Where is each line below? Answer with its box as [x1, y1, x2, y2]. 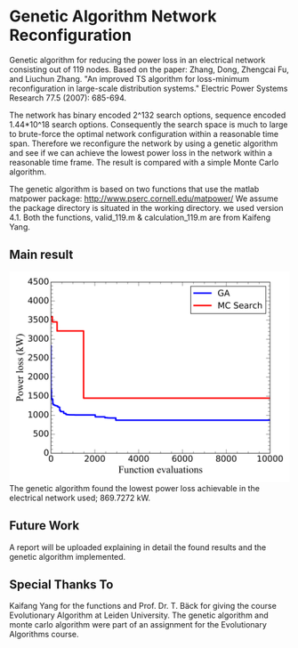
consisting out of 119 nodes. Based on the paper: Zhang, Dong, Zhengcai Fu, [9, 64, 289, 75]
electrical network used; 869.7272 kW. [9, 492, 151, 503]
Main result [9, 247, 74, 263]
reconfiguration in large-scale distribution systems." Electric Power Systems [9, 83, 288, 93]
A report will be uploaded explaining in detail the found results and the [9, 541, 267, 553]
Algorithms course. [9, 629, 79, 640]
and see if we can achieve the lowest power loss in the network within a [9, 147, 273, 158]
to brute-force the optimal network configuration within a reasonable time [9, 128, 279, 139]
